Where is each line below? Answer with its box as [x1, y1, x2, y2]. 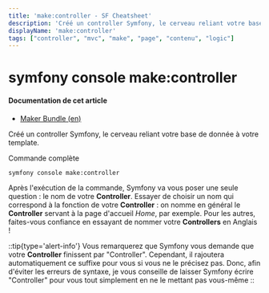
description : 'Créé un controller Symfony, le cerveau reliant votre [8, 19, 246, 27]
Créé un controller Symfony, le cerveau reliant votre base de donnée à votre [8, 129, 259, 139]
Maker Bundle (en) [19, 113, 82, 123]
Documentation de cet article [8, 96, 108, 105]
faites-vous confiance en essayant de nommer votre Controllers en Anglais [8, 217, 258, 226]
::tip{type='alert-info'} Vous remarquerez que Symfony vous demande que [8, 241, 255, 250]
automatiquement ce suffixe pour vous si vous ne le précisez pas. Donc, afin [8, 258, 261, 267]
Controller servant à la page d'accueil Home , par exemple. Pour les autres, [8, 208, 256, 218]
